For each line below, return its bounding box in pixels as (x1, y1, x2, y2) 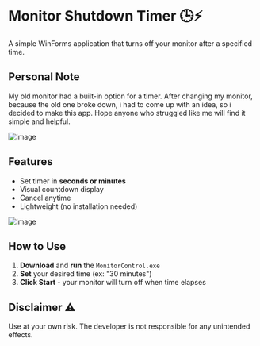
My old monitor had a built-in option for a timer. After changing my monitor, (8, 91, 254, 101)
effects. (8, 330, 33, 340)
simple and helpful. (8, 117, 71, 126)
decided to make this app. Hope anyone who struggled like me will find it (8, 108, 246, 117)
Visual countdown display (19, 184, 105, 194)
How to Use (8, 240, 67, 253)
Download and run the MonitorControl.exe (19, 260, 160, 271)
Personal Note (8, 70, 80, 84)
